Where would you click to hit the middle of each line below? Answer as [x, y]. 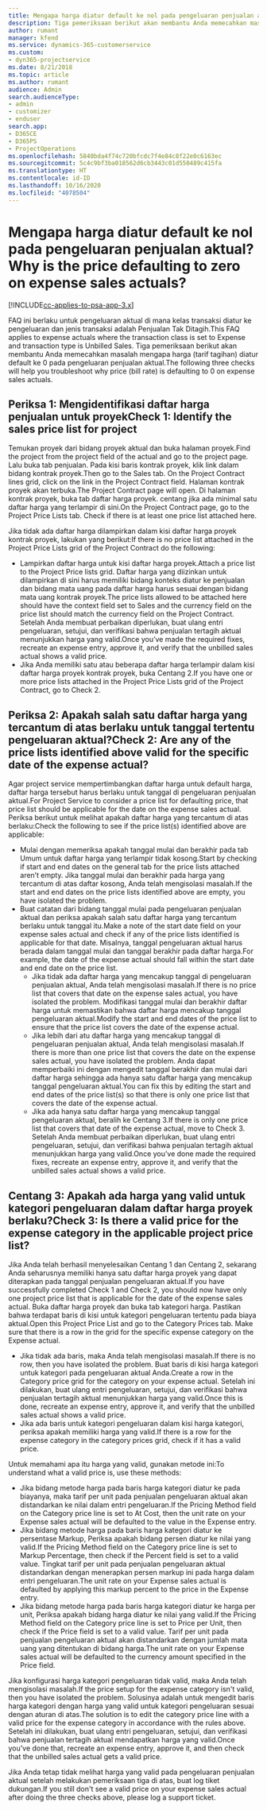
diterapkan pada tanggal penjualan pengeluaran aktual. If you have [116, 1281]
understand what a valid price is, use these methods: [95, 1472]
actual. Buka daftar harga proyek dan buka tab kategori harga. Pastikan [124, 1307]
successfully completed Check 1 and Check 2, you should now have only [128, 1290]
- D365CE [23, 133]
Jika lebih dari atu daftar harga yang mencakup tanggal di [126, 1036]
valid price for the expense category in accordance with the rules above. [127, 1723]
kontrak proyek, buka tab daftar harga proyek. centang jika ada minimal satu [133, 499]
